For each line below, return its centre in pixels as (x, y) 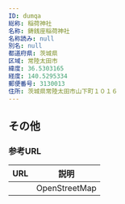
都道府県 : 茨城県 (33, 53)
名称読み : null (31, 38)
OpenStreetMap (66, 189)
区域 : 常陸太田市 (33, 62)
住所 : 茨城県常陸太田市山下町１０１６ (63, 91)
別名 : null (25, 46)
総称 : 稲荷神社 (30, 23)
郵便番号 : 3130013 (37, 83)
